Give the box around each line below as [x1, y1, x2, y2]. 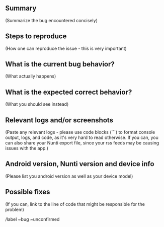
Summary [5, 4, 37, 13]
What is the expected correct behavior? [5, 88, 132, 96]
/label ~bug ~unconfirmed [5, 216, 60, 222]
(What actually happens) [5, 73, 56, 80]
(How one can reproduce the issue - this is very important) [5, 45, 127, 51]
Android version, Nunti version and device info [5, 160, 154, 168]
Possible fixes [5, 188, 50, 196]
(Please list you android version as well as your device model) [5, 173, 133, 179]
